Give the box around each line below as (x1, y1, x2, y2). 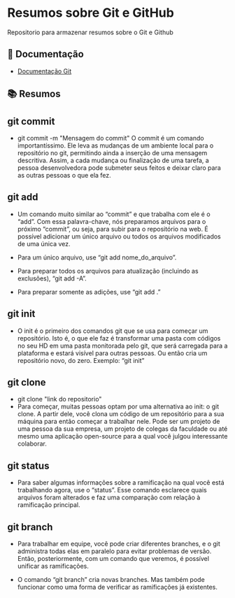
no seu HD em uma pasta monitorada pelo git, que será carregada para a (17, 341, 228, 350)
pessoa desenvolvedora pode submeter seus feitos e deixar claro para (17, 163, 222, 172)
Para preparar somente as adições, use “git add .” (17, 287, 161, 296)
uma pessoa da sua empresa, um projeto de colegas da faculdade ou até (17, 425, 228, 433)
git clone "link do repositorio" (17, 395, 102, 404)
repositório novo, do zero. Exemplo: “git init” (17, 356, 145, 364)
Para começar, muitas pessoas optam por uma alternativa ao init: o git (17, 402, 219, 411)
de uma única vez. (17, 239, 71, 248)
